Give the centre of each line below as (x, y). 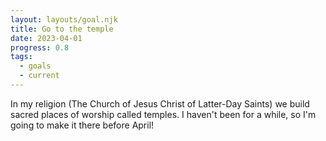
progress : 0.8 (40, 47)
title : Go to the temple (62, 29)
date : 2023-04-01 (46, 38)
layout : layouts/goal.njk (64, 19)
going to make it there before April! (82, 125)
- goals (35, 66)
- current (39, 76)
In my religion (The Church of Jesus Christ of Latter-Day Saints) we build (160, 103)
